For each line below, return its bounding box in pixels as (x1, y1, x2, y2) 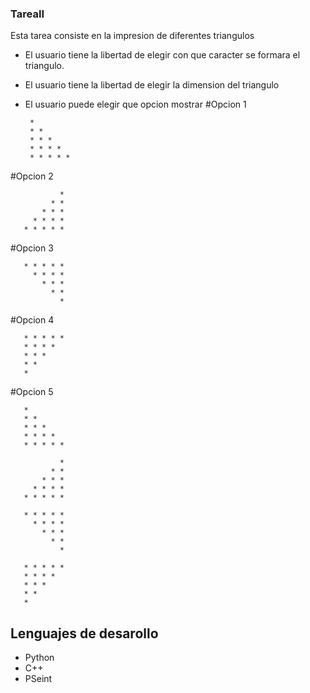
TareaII (10, 7, 45, 21)
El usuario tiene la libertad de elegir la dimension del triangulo (24, 79, 280, 91)
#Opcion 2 (10, 170, 54, 182)
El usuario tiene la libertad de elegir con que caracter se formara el (24, 49, 301, 61)
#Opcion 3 (10, 242, 54, 254)
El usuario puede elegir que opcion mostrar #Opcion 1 (24, 98, 247, 111)
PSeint (24, 673, 53, 685)
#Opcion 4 (10, 314, 55, 326)
